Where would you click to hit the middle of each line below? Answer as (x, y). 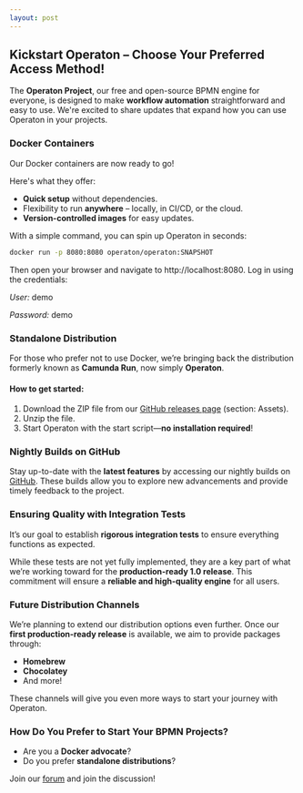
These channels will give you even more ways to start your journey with (144, 698)
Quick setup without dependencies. (90, 198)
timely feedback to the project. (67, 491)
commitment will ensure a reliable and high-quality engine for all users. (145, 581)
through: (25, 644)
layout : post (34, 18)
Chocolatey (45, 671)
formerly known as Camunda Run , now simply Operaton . (117, 367)
